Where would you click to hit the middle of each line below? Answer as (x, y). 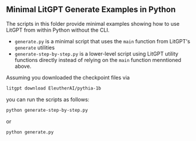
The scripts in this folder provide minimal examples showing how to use (93, 23)
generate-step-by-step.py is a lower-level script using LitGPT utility (96, 54)
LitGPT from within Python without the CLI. (58, 30)
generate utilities (34, 47)
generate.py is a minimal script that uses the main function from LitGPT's (102, 41)
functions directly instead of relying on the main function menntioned (98, 60)
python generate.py (30, 132)
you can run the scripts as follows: (48, 99)
